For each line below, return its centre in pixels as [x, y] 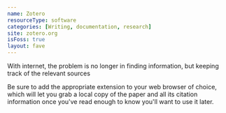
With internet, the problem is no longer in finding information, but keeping [113, 66]
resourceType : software [42, 20]
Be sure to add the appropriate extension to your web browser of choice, [112, 87]
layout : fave [26, 46]
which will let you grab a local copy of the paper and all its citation [103, 94]
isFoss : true [26, 40]
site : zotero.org [33, 33]
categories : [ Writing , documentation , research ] [79, 27]
